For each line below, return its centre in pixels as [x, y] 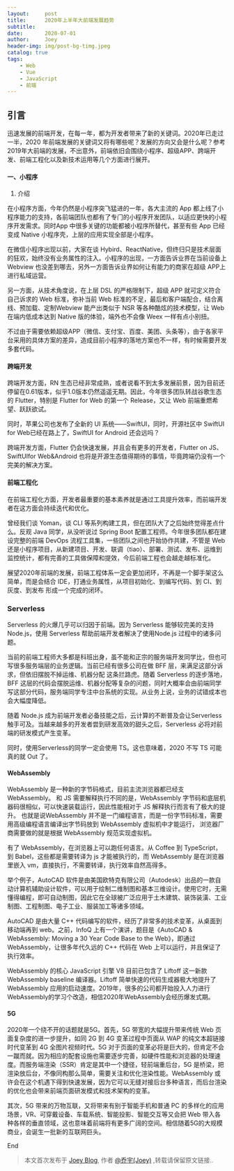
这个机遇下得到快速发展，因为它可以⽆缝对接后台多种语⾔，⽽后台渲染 [126, 1082]
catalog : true [28, 53]
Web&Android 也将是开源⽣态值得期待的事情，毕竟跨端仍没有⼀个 [131, 456]
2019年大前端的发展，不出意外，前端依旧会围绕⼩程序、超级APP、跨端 [109, 151]
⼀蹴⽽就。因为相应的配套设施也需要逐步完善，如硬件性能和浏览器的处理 [111, 1056]
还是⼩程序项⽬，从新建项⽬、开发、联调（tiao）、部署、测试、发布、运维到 [115, 549]
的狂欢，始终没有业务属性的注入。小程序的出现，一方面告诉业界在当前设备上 [117, 258]
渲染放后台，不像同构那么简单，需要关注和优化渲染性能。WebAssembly [110, 1073]
